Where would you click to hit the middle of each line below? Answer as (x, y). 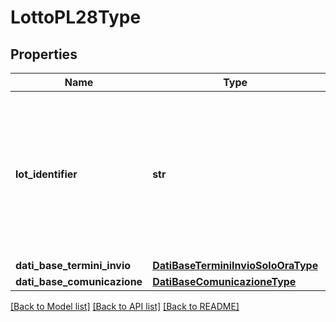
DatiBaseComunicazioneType (224, 281)
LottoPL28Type (76, 17)
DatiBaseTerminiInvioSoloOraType (235, 265)
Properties (44, 54)
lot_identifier (46, 174)
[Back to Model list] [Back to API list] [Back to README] (125, 306)
